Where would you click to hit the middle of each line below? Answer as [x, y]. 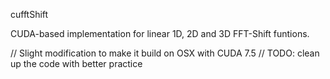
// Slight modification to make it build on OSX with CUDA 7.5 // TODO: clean [165, 53]
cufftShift [29, 14]
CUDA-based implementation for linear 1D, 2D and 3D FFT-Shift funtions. [160, 33]
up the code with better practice [76, 63]
